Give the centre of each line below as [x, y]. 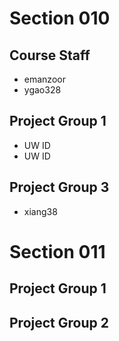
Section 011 [57, 251]
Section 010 [60, 18]
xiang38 [40, 211]
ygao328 [42, 90]
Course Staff [50, 55]
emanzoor [44, 79]
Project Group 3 [59, 187]
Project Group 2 [59, 322]
